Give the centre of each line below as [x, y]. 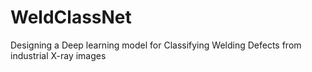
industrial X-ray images [58, 55]
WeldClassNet [71, 17]
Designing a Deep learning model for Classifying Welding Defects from [156, 45]
